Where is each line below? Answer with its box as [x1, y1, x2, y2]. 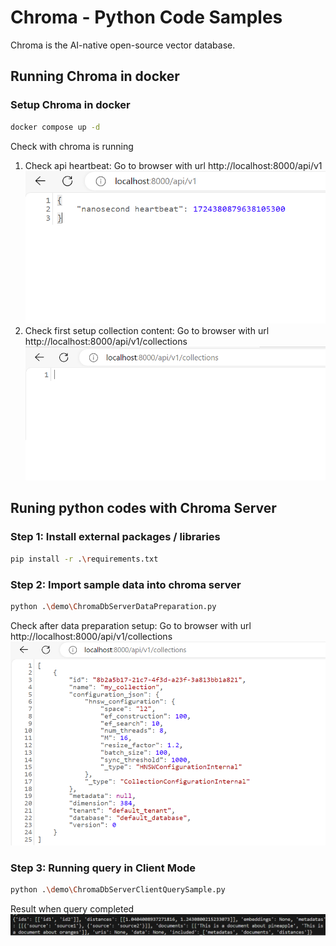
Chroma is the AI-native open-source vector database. [10, 39, 236, 51]
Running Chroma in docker [10, 68, 180, 85]
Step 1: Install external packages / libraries [10, 530, 221, 544]
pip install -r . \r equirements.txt [10, 554, 159, 564]
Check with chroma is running [10, 140, 134, 152]
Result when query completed [10, 903, 135, 915]
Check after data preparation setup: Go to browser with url [10, 619, 252, 631]
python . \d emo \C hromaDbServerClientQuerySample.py [10, 885, 226, 895]
